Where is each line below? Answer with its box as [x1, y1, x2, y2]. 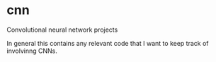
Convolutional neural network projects [6, 25, 118, 34]
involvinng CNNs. [6, 46, 57, 55]
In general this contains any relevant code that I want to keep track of [6, 39, 210, 47]
